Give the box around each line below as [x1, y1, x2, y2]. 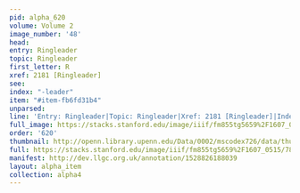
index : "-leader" [9, 87, 74, 96]
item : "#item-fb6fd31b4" [9, 95, 102, 105]
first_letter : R [9, 63, 70, 72]
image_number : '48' [9, 29, 82, 38]
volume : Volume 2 [9, 21, 74, 30]
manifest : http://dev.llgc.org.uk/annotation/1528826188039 [9, 153, 238, 163]
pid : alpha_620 [9, 12, 66, 22]
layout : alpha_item [9, 162, 82, 171]
